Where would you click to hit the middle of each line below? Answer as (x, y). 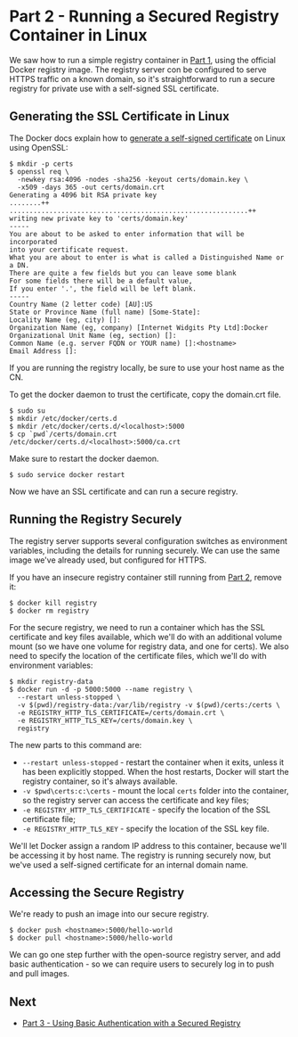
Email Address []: (43, 351)
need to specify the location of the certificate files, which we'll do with (138, 655)
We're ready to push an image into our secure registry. (109, 914)
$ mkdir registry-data (51, 681)
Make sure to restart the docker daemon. (84, 458)
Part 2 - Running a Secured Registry (145, 16)
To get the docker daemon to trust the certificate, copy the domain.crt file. (145, 394)
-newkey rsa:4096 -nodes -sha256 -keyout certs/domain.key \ (133, 179)
